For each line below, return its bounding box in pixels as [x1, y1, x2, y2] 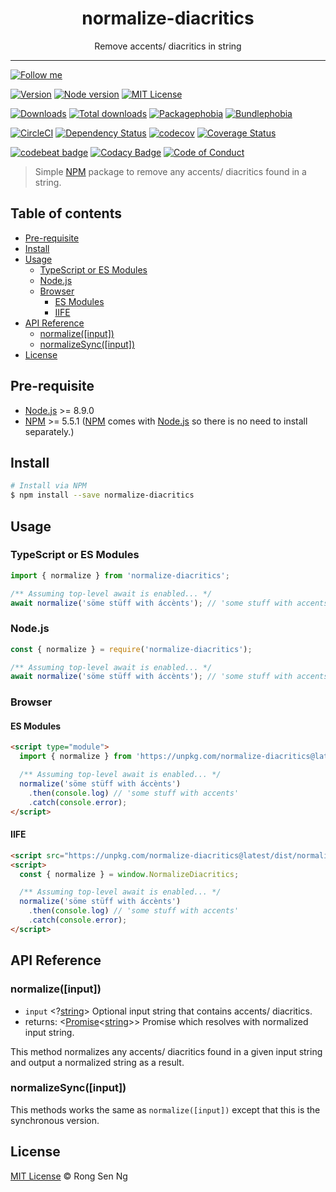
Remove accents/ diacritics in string [94, 40, 242, 52]
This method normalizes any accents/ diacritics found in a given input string [10, 1045, 323, 1057]
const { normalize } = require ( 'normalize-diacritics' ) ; [10, 644, 253, 654]
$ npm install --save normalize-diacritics [10, 490, 195, 501]
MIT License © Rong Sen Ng [10, 1170, 128, 1182]
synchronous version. [10, 1114, 100, 1126]
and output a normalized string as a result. [10, 1056, 185, 1068]
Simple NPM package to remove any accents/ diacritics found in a [34, 165, 307, 177]
